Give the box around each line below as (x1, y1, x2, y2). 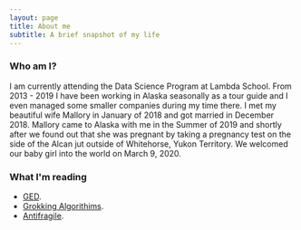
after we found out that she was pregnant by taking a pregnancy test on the (9, 129, 292, 139)
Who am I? (9, 60, 57, 72)
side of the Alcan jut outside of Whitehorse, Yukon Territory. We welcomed (9, 138, 288, 149)
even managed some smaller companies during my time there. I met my (9, 100, 277, 110)
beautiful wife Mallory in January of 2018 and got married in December (9, 110, 275, 120)
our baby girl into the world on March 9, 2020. (9, 148, 181, 158)
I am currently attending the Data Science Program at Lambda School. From (9, 81, 292, 91)
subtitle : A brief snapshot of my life (9, 30, 160, 39)
